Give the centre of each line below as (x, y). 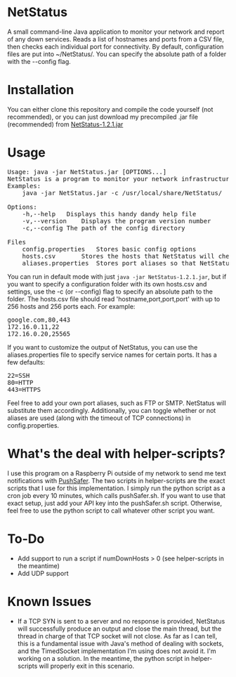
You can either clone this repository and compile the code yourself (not (110, 109)
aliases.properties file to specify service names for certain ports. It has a (112, 355)
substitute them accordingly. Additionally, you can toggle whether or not (112, 410)
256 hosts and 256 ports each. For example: (71, 306)
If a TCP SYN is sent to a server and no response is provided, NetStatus (121, 621)
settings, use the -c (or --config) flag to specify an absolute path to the (110, 291)
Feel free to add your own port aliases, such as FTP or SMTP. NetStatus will (117, 403)
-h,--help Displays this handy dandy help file (109, 214)
